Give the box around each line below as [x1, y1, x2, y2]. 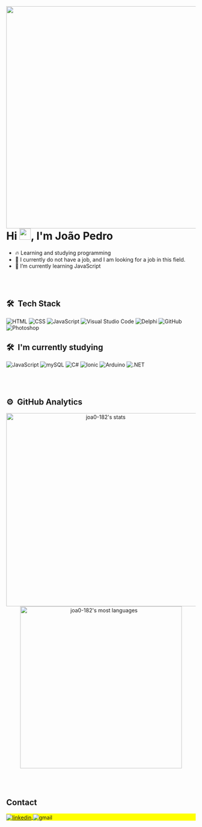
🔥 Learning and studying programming [14, 249, 111, 256]
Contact [6, 797, 37, 807]
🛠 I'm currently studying [6, 342, 103, 352]
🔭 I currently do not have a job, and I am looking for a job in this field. [14, 256, 186, 263]
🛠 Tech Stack [6, 298, 61, 309]
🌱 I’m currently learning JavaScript [14, 262, 101, 269]
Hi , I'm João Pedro [6, 229, 113, 243]
